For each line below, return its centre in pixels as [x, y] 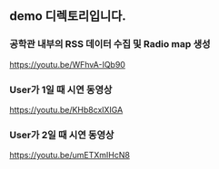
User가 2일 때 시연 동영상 [62, 135]
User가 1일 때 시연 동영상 [61, 89]
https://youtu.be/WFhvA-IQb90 [67, 64]
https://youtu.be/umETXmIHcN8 [70, 155]
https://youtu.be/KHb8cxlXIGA [66, 109]
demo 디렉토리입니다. [68, 16]
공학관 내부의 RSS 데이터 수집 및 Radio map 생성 [110, 44]
